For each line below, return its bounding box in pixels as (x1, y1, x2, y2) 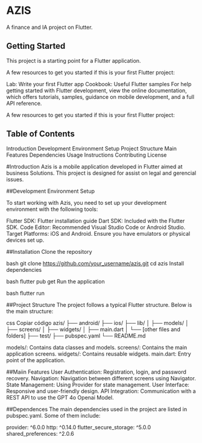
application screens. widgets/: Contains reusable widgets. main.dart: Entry (6, 350, 191, 357)
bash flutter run (6, 289, 45, 297)
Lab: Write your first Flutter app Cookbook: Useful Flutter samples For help (6, 80, 192, 87)
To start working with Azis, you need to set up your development (6, 199, 167, 206)
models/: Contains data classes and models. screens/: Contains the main (6, 344, 188, 351)
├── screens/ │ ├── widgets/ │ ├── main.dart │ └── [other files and (6, 325, 181, 333)
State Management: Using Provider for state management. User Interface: (6, 381, 190, 388)
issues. (6, 175, 24, 183)
